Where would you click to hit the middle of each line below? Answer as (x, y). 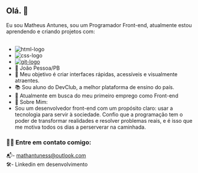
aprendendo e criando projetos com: (51, 31)
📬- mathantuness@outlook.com (46, 156)
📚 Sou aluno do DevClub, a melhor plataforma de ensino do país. (94, 87)
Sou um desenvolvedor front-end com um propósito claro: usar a (94, 108)
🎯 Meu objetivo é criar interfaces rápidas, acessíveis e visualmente (96, 74)
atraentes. (27, 80)
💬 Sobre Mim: (31, 102)
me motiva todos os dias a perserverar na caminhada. (80, 127)
